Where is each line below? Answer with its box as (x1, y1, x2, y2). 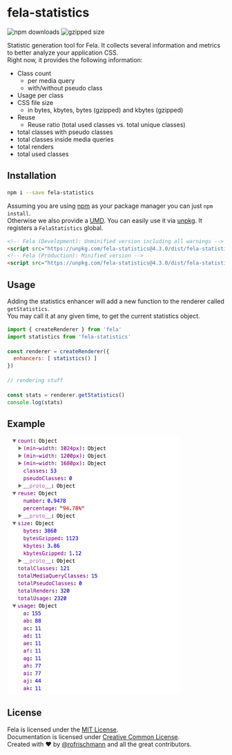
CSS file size (17, 98, 54, 106)
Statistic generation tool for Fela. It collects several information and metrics (7, 41, 221, 49)
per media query (27, 76, 75, 84)
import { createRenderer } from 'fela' (7, 326, 122, 333)
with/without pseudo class (27, 84, 103, 92)
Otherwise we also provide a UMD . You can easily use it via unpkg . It (7, 216, 202, 224)
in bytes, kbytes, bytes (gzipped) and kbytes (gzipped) (27, 106, 184, 114)
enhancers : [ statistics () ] (13, 355, 97, 362)
